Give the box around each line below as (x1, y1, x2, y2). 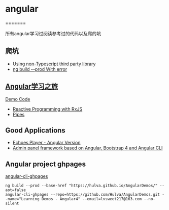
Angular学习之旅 (5, 82, 58, 91)
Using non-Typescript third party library (12, 61, 96, 67)
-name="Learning (5, 197, 40, 202)
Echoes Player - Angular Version (12, 140, 81, 146)
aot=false (5, 188, 26, 193)
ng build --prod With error (12, 66, 67, 72)
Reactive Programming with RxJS (12, 106, 83, 112)
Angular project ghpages (5, 160, 86, 168)
